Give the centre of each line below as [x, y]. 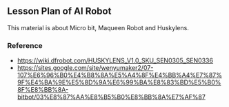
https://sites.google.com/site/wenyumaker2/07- [85, 68]
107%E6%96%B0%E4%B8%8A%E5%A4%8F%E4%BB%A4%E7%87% [119, 75]
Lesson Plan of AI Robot [59, 11]
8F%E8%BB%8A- [43, 90]
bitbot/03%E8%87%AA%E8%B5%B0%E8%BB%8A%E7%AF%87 [111, 97]
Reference [25, 45]
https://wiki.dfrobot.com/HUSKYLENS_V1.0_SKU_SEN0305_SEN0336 [115, 60]
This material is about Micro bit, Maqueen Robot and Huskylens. [98, 27]
